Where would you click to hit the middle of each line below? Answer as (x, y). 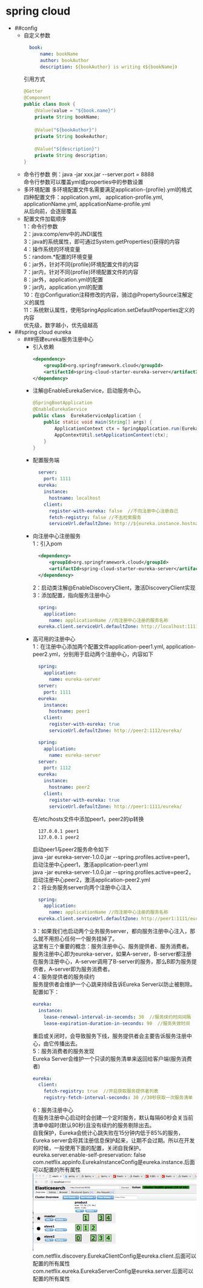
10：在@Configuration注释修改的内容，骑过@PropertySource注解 (105, 294)
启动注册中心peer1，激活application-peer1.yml (90, 864)
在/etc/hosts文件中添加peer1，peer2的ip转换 (88, 819)
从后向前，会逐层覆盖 (50, 211)
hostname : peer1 (69, 711)
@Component (37, 98)
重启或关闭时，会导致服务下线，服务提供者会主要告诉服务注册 (110, 1036)
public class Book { (49, 105)
